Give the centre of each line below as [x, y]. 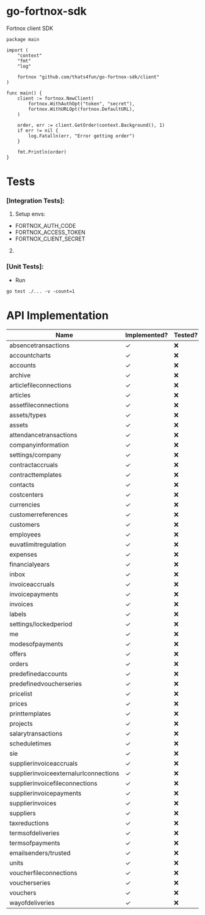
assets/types [28, 415]
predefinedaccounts [38, 674]
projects [21, 723]
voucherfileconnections [43, 873]
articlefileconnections [41, 385]
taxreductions [29, 823]
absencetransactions [40, 345]
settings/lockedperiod [41, 624]
